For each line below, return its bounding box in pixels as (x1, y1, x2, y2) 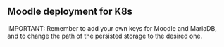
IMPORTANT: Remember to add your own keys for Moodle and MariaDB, (7, 24, 217, 32)
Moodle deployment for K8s (7, 6, 132, 18)
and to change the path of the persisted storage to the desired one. (7, 32, 203, 40)
